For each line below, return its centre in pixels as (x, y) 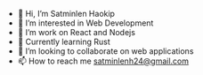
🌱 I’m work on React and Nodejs (77, 32)
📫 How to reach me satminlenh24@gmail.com (103, 61)
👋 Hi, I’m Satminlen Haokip (66, 14)
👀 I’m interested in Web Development (85, 23)
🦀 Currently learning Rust (64, 41)
